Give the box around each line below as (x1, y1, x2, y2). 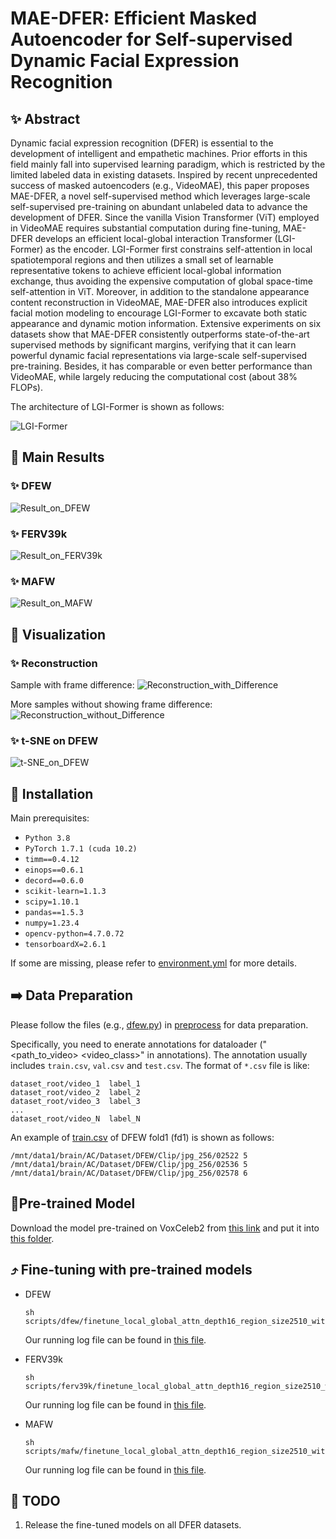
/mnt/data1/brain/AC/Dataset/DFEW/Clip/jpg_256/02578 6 (10, 1168, 248, 1178)
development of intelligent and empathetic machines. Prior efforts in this (10, 148, 308, 159)
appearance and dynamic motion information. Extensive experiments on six (10, 318, 322, 329)
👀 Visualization (10, 626, 107, 643)
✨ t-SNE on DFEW (10, 733, 99, 747)
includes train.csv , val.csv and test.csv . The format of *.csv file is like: (10, 1059, 310, 1071)
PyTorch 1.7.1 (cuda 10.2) (24, 844, 138, 854)
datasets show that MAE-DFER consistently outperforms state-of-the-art (10, 328, 310, 340)
